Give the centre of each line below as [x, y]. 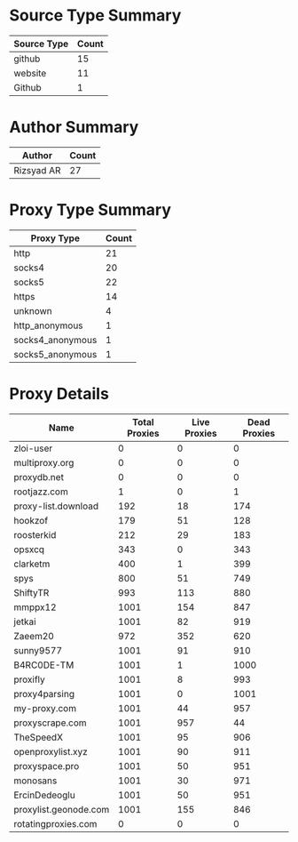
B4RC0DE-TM [44, 665]
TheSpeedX [39, 737]
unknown [33, 310]
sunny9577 [38, 650]
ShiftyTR [31, 592]
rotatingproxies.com [55, 823]
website [30, 73]
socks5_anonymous [55, 354]
